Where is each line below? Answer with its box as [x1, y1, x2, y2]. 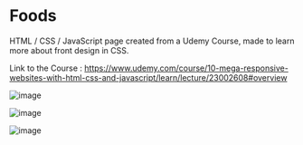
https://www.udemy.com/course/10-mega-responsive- [84, 63, 289, 73]
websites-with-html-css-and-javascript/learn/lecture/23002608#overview [9, 72, 288, 82]
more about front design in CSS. [9, 44, 129, 55]
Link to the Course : [9, 63, 83, 73]
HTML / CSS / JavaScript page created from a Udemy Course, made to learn [9, 35, 295, 46]
